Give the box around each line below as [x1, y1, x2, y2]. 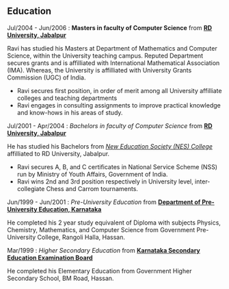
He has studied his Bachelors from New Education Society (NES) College [7, 142, 213, 150]
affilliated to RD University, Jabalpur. [7, 149, 110, 158]
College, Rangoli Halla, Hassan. [37, 233, 125, 241]
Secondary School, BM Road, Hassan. [7, 274, 114, 282]
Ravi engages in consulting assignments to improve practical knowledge [16, 101, 221, 109]
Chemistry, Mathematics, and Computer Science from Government [7, 225, 196, 234]
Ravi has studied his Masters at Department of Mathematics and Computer [7, 44, 217, 52]
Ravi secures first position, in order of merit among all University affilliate [16, 86, 222, 95]
